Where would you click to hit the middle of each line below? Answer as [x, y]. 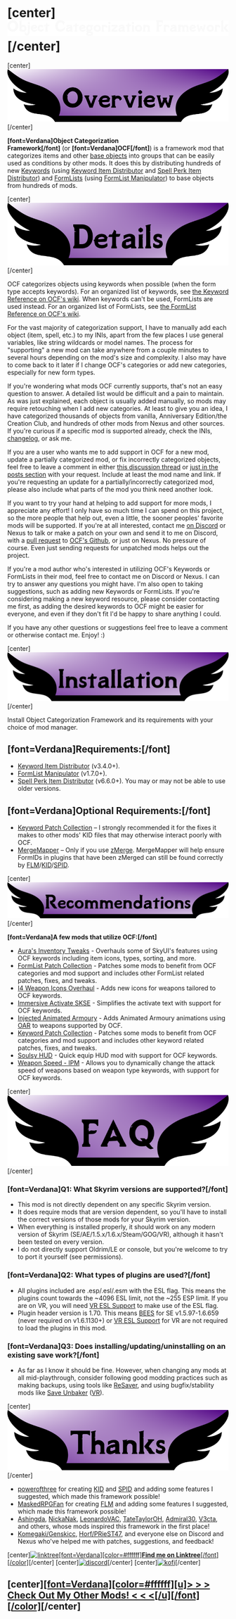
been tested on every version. [61, 1242]
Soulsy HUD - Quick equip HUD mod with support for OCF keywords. [117, 1055]
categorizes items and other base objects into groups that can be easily [111, 155]
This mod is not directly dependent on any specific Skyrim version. [114, 1205]
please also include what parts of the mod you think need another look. [110, 489]
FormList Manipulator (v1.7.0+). [62, 774]
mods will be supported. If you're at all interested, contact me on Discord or [117, 525]
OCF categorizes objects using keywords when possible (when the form [112, 284]
